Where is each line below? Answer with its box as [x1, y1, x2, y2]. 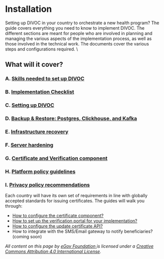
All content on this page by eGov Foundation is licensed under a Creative [5, 243, 154, 249]
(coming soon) [12, 234, 42, 239]
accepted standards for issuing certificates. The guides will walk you [5, 198, 145, 204]
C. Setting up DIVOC [5, 102, 55, 109]
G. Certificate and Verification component [5, 155, 108, 162]
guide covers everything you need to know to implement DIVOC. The [5, 25, 145, 31]
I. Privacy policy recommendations [5, 181, 90, 188]
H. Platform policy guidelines [5, 168, 76, 175]
